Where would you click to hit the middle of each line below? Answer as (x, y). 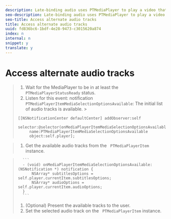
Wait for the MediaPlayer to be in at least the (72, 87)
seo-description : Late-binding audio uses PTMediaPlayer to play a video (85, 15)
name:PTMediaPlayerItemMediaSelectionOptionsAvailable (89, 131)
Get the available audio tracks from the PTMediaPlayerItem (87, 145)
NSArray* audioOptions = (58, 182)
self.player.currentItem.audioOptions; (60, 187)
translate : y (19, 48)
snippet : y (17, 43)
